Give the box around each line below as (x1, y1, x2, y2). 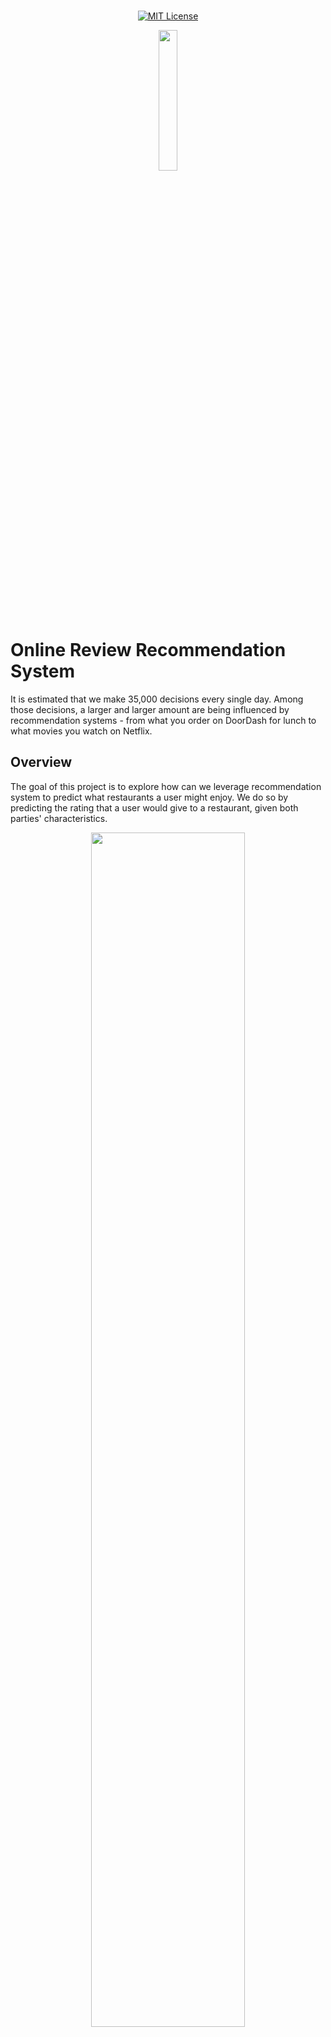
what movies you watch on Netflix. (10, 725, 153, 737)
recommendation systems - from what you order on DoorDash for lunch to (10, 714, 317, 726)
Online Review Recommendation (10, 639, 287, 662)
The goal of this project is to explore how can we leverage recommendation (10, 780, 322, 792)
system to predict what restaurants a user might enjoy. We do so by (10, 791, 289, 803)
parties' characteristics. (10, 812, 108, 824)
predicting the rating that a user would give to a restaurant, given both (10, 801, 299, 814)
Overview (10, 754, 73, 771)
